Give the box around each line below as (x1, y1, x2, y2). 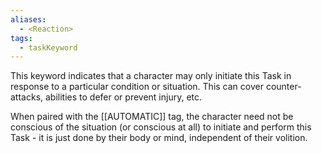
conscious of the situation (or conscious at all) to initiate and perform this (10, 121, 312, 133)
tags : (10, 33, 33, 43)
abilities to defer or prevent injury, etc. (44, 91, 203, 103)
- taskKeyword (19, 42, 78, 53)
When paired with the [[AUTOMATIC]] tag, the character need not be (10, 111, 294, 123)
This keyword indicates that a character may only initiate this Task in (10, 70, 292, 82)
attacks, (10, 91, 44, 103)
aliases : (10, 14, 47, 25)
